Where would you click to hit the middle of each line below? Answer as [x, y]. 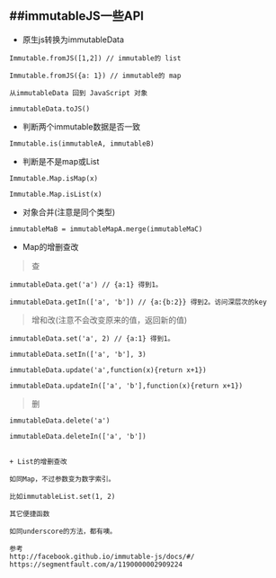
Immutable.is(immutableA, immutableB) [82, 143]
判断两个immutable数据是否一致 [81, 126]
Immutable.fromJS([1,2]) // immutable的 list [95, 58]
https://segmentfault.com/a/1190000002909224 [96, 565]
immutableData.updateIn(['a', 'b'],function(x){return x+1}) [126, 386]
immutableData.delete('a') [60, 421]
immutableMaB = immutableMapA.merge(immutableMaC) [106, 229]
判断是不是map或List [61, 161]
